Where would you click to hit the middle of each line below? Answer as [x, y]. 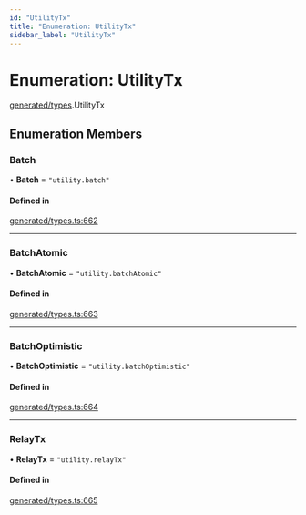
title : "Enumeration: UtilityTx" [73, 26]
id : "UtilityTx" [40, 18]
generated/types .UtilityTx [57, 105]
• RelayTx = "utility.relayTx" [68, 459]
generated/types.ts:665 [54, 500]
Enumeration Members [76, 134]
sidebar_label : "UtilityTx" [63, 35]
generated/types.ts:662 [54, 221]
